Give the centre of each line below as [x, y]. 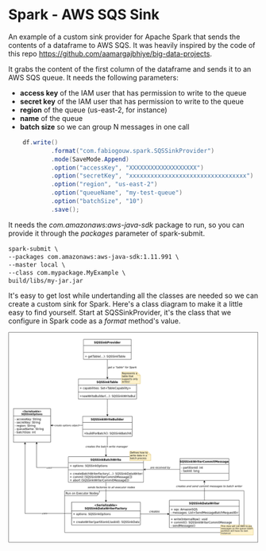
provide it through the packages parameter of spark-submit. [106, 233]
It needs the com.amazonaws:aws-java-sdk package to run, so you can [126, 225]
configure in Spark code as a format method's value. [94, 321]
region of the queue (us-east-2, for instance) [94, 110]
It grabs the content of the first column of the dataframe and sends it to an [130, 68]
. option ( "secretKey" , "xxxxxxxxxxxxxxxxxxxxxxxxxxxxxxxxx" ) [152, 176]
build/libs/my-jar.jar [46, 280]
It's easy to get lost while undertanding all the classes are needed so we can [133, 295]
